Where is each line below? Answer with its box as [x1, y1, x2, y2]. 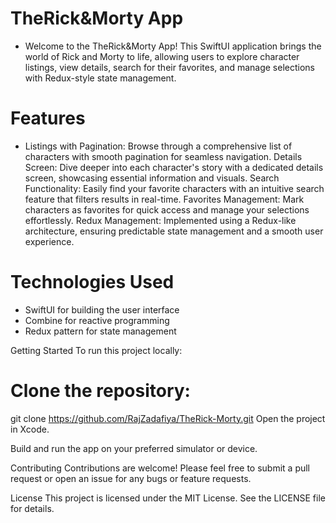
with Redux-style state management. [24, 72, 177, 84]
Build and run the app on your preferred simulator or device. [10, 442, 258, 454]
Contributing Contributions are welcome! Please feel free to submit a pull [10, 462, 311, 474]
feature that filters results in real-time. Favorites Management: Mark [24, 193, 305, 205]
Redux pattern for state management [24, 325, 177, 337]
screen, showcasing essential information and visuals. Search [24, 172, 280, 184]
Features [10, 107, 86, 130]
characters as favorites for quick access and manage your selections [24, 203, 310, 216]
